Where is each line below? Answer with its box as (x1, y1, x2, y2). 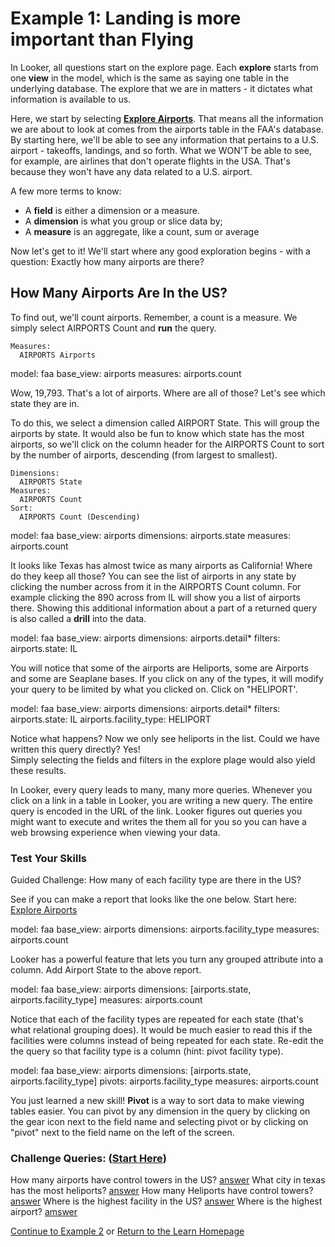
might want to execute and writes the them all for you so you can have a (10, 815, 307, 827)
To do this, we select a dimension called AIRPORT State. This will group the (10, 417, 320, 429)
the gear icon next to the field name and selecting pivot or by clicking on (10, 1116, 309, 1128)
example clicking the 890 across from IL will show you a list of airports (10, 591, 301, 603)
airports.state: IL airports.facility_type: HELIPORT (10, 713, 212, 725)
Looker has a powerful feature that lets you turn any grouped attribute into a (10, 953, 324, 966)
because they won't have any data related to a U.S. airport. (10, 165, 253, 177)
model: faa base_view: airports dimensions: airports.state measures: (10, 529, 292, 541)
